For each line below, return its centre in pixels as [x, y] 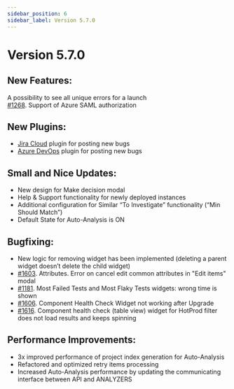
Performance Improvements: [72, 340]
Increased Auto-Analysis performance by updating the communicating [119, 372]
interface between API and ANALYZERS [75, 379]
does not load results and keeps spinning [77, 318]
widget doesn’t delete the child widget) [74, 266]
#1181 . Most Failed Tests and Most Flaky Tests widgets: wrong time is [117, 288]
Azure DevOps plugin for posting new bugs [80, 151]
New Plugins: [37, 127]
